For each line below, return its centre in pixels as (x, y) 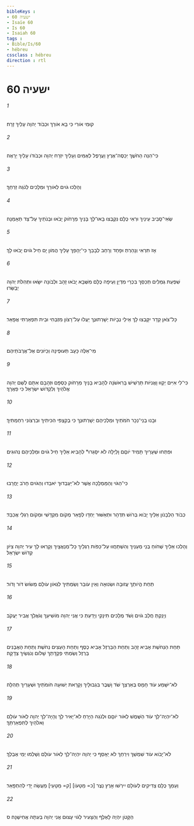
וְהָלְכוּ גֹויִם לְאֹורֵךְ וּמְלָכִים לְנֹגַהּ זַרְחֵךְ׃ (44, 187)
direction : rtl (26, 60)
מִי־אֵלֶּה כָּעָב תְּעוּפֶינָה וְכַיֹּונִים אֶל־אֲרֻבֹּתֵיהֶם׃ (51, 351)
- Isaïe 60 (20, 22)
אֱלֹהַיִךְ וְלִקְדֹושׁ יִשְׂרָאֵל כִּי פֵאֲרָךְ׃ (38, 388)
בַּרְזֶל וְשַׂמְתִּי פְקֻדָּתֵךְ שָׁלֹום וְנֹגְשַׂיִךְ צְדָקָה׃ (48, 653)
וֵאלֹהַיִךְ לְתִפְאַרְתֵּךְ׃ (25, 722)
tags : (15, 39)
